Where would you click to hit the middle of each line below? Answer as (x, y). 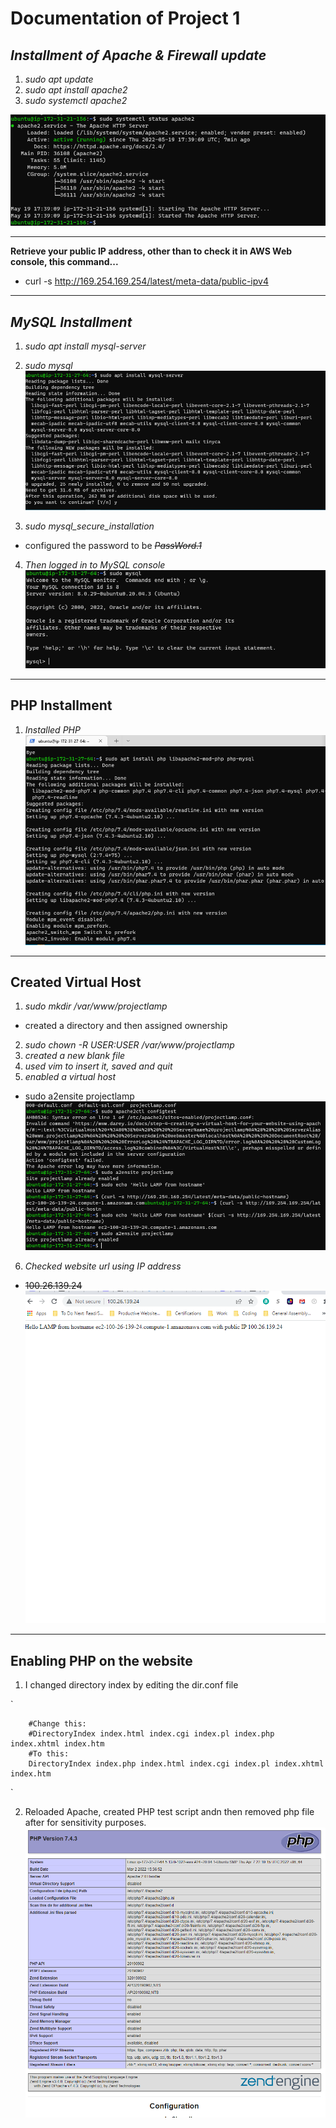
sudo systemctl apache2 (76, 100)
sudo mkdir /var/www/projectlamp (96, 1006)
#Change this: (57, 1724)
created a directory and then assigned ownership (126, 1026)
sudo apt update (59, 79)
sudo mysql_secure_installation (89, 526)
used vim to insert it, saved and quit (98, 1066)
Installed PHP (52, 729)
